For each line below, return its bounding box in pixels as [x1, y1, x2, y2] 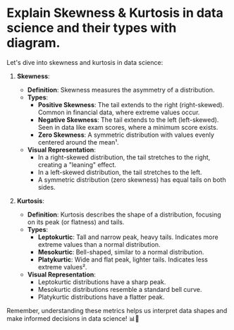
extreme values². [37, 262, 87, 271]
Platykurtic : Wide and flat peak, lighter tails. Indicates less [37, 255, 209, 264]
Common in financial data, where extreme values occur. [37, 108, 200, 116]
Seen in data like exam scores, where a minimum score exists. [37, 123, 218, 131]
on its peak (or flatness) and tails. [27, 217, 125, 226]
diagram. [6, 35, 61, 51]
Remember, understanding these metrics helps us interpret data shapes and [6, 306, 228, 314]
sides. [37, 183, 56, 191]
